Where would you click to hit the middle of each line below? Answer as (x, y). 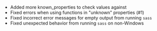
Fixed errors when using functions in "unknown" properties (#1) (77, 12)
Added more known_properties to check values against (68, 7)
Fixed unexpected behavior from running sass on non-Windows (77, 23)
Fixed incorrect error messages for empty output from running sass (81, 18)
